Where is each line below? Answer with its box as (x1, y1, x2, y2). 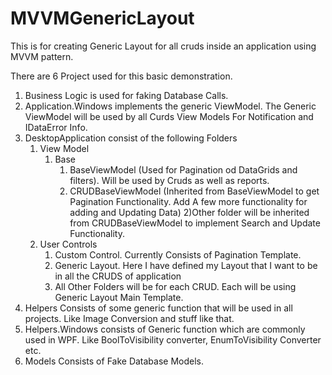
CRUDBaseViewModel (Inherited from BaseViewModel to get (69, 185, 320, 197)
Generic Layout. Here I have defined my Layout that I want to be (54, 259, 318, 271)
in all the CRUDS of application (54, 270, 182, 282)
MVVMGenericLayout (10, 7, 195, 30)
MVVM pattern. (10, 50, 74, 62)
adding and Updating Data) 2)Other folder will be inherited (69, 206, 310, 218)
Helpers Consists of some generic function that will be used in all (24, 302, 293, 314)
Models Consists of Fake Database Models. (24, 355, 205, 367)
